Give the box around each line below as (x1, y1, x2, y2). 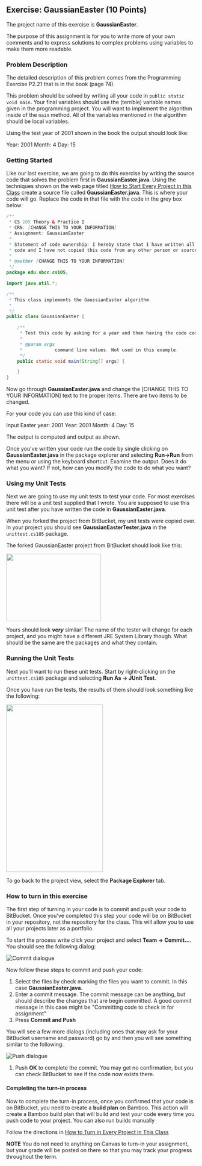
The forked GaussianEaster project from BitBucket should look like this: (6, 542, 182, 549)
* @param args (19, 341, 55, 347)
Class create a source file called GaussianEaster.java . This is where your (6, 189, 188, 196)
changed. (6, 398, 30, 406)
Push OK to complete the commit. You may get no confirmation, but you (14, 1064, 194, 1071)
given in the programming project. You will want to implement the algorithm (6, 105, 192, 112)
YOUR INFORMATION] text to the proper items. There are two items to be (6, 392, 188, 400)
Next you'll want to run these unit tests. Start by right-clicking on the (6, 668, 176, 675)
